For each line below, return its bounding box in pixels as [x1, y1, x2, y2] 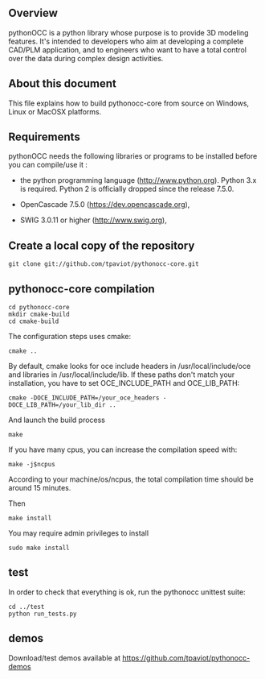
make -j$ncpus [8, 461, 56, 469]
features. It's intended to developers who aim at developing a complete [8, 36, 244, 46]
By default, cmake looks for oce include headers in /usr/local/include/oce [8, 362, 251, 371]
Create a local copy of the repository [8, 238, 195, 252]
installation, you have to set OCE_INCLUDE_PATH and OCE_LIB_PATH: [8, 379, 240, 388]
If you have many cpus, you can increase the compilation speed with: [8, 445, 238, 454]
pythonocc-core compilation [8, 282, 155, 296]
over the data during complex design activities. [8, 53, 164, 63]
